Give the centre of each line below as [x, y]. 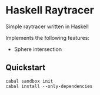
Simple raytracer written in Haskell [47, 26]
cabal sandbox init [29, 81]
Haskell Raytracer [50, 10]
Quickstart [26, 68]
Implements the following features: [47, 38]
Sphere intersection [38, 49]
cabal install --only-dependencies [49, 86]
